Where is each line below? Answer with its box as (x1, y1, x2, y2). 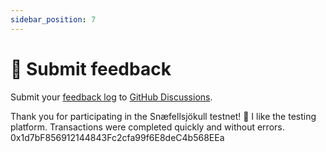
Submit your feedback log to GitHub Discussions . (10, 91, 213, 103)
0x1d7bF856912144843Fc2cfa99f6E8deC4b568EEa (10, 131, 225, 143)
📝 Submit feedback (10, 57, 172, 80)
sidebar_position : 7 (10, 14, 97, 25)
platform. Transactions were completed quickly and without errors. (10, 121, 285, 133)
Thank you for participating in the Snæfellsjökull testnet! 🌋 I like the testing (10, 110, 317, 122)
